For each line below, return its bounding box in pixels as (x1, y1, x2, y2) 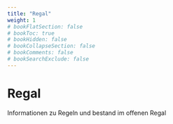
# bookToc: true (7, 29, 55, 37)
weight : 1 (7, 17, 36, 24)
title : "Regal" (7, 10, 52, 17)
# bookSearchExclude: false (7, 56, 90, 63)
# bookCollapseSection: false (7, 42, 96, 49)
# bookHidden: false (7, 36, 68, 43)
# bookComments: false (7, 49, 74, 56)
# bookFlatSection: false (7, 23, 83, 30)
